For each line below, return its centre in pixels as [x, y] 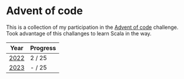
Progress [43, 48]
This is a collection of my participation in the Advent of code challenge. [92, 27]
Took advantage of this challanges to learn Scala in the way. [79, 33]
